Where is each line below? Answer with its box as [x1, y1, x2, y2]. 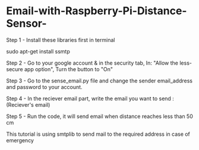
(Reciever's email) [6, 101, 50, 108]
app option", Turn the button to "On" [24, 65, 113, 72]
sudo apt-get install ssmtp [6, 47, 70, 55]
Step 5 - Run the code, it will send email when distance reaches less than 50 [6, 113, 193, 120]
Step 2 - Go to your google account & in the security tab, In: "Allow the [6, 59, 179, 66]
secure [6, 65, 24, 72]
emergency [6, 136, 34, 143]
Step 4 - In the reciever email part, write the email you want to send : [6, 95, 174, 102]
